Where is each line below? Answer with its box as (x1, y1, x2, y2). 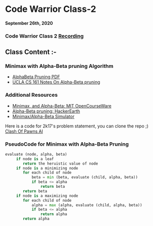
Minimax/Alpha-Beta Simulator (12, 113, 75, 119)
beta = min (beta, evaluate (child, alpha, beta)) (31, 175, 138, 180)
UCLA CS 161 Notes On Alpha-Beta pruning (12, 79, 100, 85)
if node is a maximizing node (16, 193, 78, 198)
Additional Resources (5, 92, 58, 99)
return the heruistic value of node (23, 161, 98, 166)
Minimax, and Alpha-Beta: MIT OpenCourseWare (12, 103, 112, 109)
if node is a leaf (16, 156, 54, 162)
